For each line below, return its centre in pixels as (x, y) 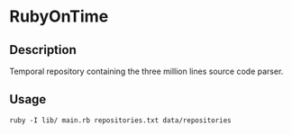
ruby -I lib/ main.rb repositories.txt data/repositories (120, 120)
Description (43, 50)
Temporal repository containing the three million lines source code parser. (146, 71)
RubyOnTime (59, 17)
